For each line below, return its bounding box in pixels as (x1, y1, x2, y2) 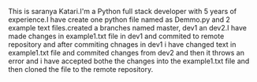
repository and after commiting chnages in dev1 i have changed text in (8, 40, 237, 49)
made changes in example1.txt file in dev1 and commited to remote (8, 31, 225, 41)
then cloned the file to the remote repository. (8, 65, 154, 73)
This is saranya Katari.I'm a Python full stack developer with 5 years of (8, 7, 237, 16)
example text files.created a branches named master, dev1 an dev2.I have (8, 23, 247, 32)
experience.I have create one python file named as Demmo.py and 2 (8, 15, 231, 24)
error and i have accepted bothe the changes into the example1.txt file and (8, 56, 250, 66)
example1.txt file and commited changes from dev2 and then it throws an (8, 48, 244, 57)
